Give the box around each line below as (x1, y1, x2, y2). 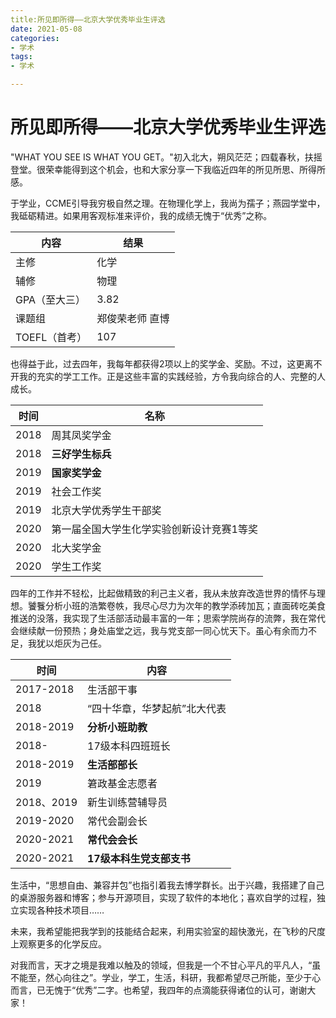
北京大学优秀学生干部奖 (51, 503, 162, 517)
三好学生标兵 (51, 447, 112, 461)
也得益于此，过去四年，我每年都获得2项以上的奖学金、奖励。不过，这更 (10, 357, 305, 370)
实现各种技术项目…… (18, 904, 105, 916)
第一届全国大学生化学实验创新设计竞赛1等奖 (51, 522, 258, 536)
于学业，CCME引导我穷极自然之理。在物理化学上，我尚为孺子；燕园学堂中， (10, 197, 326, 209)
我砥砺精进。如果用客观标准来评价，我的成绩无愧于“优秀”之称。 (10, 209, 273, 221)
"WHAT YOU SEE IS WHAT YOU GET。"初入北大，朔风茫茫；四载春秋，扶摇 (10, 151, 323, 163)
